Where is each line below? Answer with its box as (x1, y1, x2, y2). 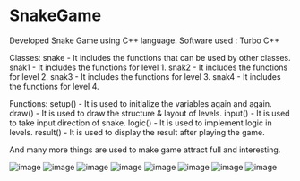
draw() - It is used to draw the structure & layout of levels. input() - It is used (9, 108, 290, 118)
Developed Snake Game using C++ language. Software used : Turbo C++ (9, 35, 280, 46)
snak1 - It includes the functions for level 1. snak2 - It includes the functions (9, 62, 288, 73)
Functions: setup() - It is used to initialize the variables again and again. (9, 98, 272, 108)
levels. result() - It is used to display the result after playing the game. (9, 126, 266, 137)
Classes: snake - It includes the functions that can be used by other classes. (9, 52, 291, 63)
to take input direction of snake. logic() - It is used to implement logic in (9, 117, 273, 128)
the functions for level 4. (9, 81, 99, 91)
